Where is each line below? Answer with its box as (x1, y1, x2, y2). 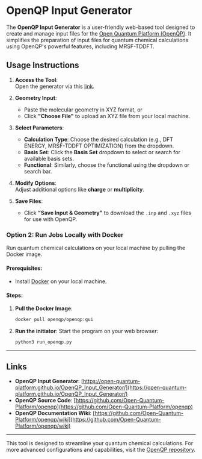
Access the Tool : (14, 76, 58, 83)
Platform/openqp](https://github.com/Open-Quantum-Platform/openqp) (14, 403, 194, 410)
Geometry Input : (14, 94, 57, 101)
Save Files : (14, 197, 43, 205)
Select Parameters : (14, 124, 64, 131)
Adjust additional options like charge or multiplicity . (14, 186, 144, 193)
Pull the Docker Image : (14, 305, 73, 312)
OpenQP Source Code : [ (14, 397, 76, 404)
